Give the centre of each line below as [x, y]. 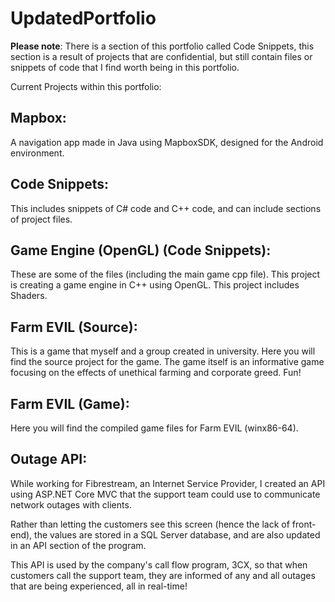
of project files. [41, 219]
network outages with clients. [71, 504]
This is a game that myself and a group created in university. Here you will [163, 351]
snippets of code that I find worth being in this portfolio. [125, 67]
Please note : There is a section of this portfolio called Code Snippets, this [162, 46]
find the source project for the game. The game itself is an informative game [167, 362]
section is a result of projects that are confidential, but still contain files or [161, 56]
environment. [37, 153]
